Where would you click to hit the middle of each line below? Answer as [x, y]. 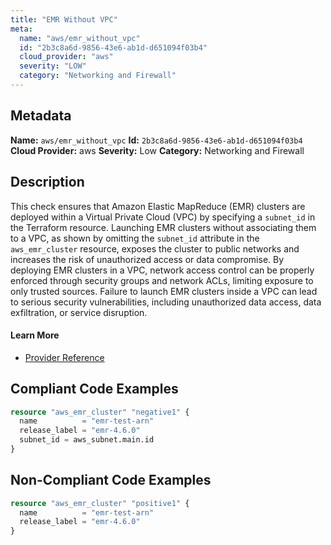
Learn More [35, 335]
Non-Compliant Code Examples [111, 480]
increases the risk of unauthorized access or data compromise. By [147, 259]
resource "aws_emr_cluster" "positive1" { [100, 503]
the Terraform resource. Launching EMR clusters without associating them [163, 227]
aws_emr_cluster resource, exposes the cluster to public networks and [155, 248]
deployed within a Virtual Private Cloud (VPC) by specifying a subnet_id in [163, 217]
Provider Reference [64, 357]
